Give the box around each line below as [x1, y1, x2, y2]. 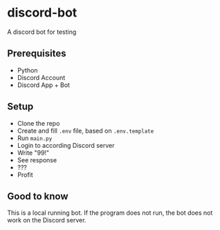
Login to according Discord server [17, 141, 116, 149]
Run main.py [17, 133, 53, 142]
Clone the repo [17, 119, 60, 127]
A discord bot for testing [7, 28, 77, 36]
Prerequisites [7, 48, 66, 59]
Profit [17, 171, 33, 179]
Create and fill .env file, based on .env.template [17, 126, 154, 135]
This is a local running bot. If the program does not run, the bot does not [7, 209, 213, 217]
